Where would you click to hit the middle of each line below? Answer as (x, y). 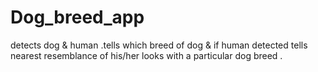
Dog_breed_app (77, 17)
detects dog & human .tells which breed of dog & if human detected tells (159, 45)
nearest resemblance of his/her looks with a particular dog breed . (146, 55)
